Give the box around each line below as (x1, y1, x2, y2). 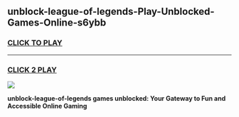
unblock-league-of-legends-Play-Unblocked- (7, 6, 215, 18)
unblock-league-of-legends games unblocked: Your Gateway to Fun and (7, 94, 226, 102)
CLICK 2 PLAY (7, 65, 57, 74)
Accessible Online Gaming (7, 101, 87, 110)
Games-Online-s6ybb (7, 17, 107, 29)
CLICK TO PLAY (7, 38, 63, 48)
